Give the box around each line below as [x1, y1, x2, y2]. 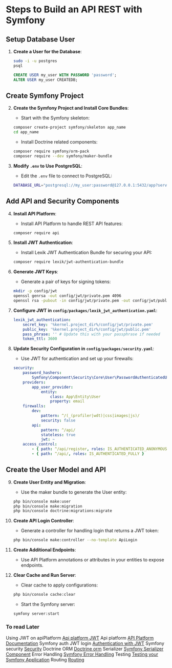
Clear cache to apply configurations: [20, 582, 98, 588]
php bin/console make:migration [13, 503, 82, 509]
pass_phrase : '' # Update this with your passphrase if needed [23, 332, 161, 337]
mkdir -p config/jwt [13, 289, 57, 294]
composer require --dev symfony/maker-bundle [13, 153, 112, 158]
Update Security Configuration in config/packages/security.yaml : [13, 346, 155, 352]
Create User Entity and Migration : [13, 479, 87, 485]
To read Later [6, 623, 40, 630]
